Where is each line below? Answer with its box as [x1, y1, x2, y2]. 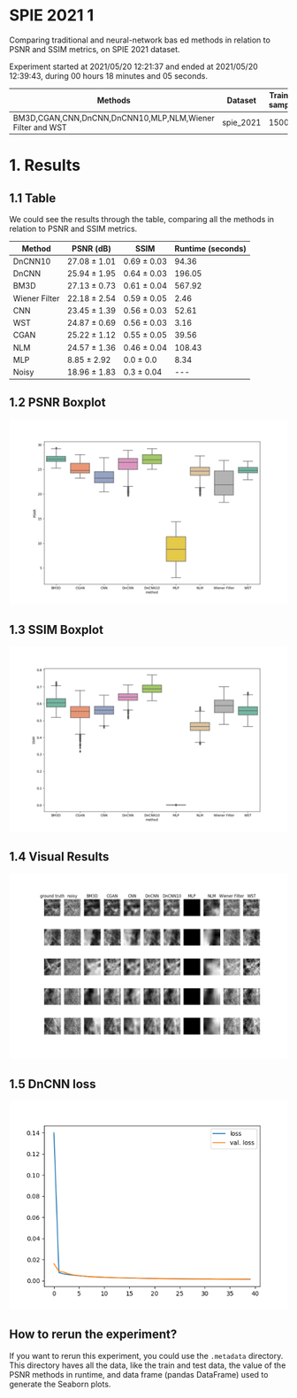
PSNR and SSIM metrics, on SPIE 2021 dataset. [9, 43, 180, 54]
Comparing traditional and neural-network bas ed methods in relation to [9, 35, 271, 45]
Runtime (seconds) [174, 243, 247, 253]
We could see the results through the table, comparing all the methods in [9, 214, 275, 225]
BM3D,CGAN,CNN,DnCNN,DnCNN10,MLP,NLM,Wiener [12, 112, 215, 123]
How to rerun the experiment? [9, 1327, 178, 1342]
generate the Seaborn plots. [9, 1379, 111, 1389]
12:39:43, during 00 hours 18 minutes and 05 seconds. [9, 70, 208, 81]
